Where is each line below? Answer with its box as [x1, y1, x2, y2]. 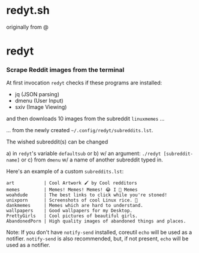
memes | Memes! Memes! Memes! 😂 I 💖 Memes [6, 187, 138, 193]
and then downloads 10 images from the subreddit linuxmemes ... [6, 115, 165, 123]
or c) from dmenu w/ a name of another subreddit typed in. [20, 156, 163, 163]
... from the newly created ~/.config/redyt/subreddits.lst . [6, 127, 153, 134]
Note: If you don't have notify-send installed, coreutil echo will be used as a [6, 228, 192, 236]
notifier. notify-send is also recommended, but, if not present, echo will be [6, 235, 189, 242]
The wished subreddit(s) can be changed [6, 138, 108, 145]
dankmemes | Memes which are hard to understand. [6, 203, 144, 209]
